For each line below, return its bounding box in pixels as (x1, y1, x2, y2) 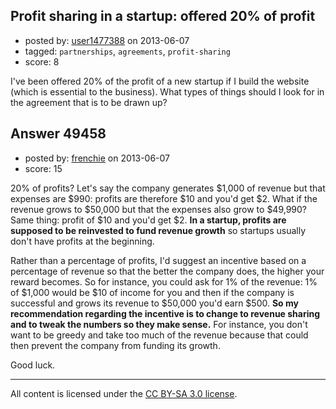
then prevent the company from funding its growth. (10, 339, 221, 351)
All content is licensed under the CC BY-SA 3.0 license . (10, 387, 238, 399)
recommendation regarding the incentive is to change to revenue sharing (10, 307, 321, 319)
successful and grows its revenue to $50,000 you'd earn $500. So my (10, 297, 299, 309)
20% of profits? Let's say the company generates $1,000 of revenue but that (10, 182, 326, 194)
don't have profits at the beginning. (10, 235, 155, 247)
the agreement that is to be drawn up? (10, 96, 168, 108)
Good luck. (10, 359, 56, 371)
